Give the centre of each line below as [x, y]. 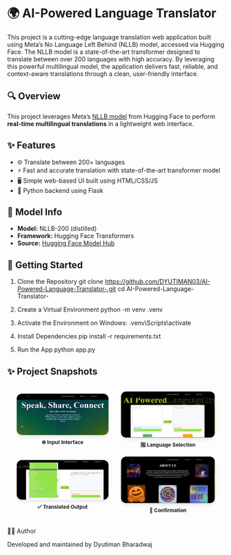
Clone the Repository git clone [60, 282]
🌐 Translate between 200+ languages [71, 162]
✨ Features [31, 145]
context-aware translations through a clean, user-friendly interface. [103, 74]
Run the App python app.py [56, 350]
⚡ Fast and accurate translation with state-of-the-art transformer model [119, 170]
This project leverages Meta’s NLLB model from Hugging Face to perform [111, 116]
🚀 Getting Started [45, 265]
